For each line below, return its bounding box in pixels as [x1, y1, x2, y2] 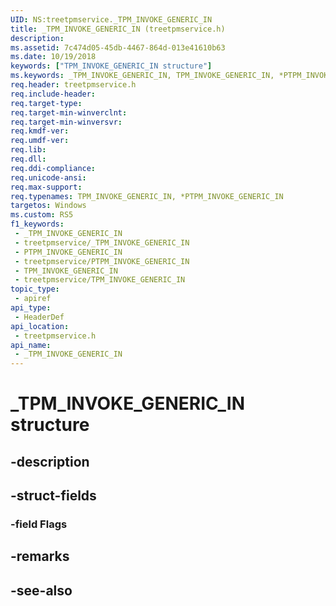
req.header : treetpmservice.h [10, 80, 137, 90]
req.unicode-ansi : [10, 172, 87, 183]
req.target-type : [10, 98, 83, 108]
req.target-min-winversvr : [10, 117, 123, 127]
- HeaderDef [14, 312, 65, 322]
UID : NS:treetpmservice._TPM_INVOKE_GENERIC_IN [10, 14, 213, 25]
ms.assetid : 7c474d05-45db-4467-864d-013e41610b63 [10, 42, 226, 53]
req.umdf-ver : [10, 136, 70, 146]
